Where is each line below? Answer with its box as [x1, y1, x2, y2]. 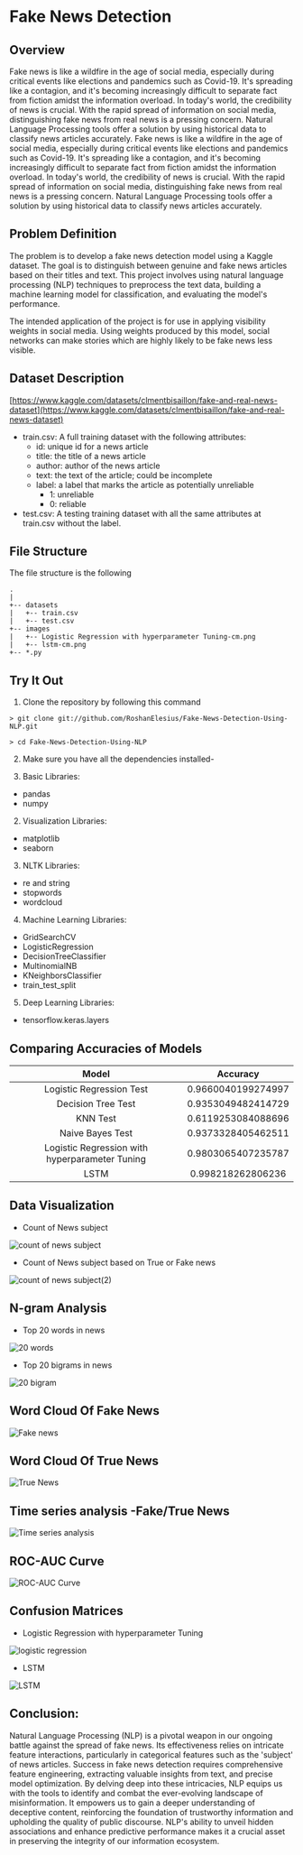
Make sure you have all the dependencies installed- [22, 753, 215, 764]
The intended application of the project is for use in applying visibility [9, 316, 266, 327]
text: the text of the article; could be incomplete [35, 469, 213, 480]
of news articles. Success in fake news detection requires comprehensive [9, 1758, 284, 1769]
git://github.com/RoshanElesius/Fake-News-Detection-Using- [57, 715, 289, 724]
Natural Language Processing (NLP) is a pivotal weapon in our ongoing [9, 1730, 273, 1740]
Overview [9, 42, 66, 58]
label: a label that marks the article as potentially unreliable [35, 479, 254, 490]
